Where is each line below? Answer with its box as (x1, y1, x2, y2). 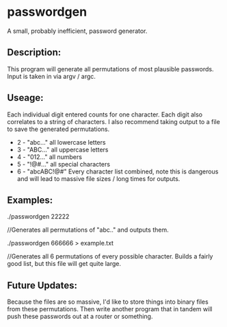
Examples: (7, 194, 53, 206)
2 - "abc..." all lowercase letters (16, 138, 106, 146)
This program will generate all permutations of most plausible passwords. (7, 64, 214, 73)
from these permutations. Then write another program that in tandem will (7, 305, 213, 313)
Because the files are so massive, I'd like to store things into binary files (7, 298, 209, 306)
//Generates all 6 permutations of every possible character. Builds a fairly (7, 252, 213, 261)
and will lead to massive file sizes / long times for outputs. (16, 174, 181, 182)
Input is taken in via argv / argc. (7, 72, 96, 80)
